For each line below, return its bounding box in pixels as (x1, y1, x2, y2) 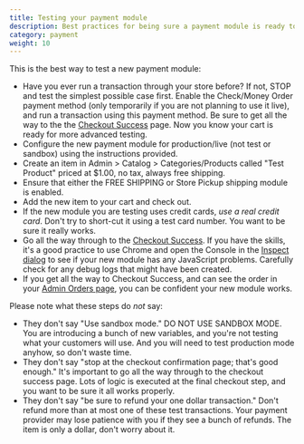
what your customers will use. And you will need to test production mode (22, 337, 295, 349)
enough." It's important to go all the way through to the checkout (22, 366, 264, 377)
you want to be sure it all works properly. (22, 386, 175, 397)
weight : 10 (9, 38, 51, 48)
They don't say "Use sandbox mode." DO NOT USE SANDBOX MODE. (22, 318, 282, 329)
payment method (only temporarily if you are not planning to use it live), (22, 101, 290, 111)
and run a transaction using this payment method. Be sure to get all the (22, 110, 288, 121)
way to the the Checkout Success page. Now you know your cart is (22, 120, 274, 130)
